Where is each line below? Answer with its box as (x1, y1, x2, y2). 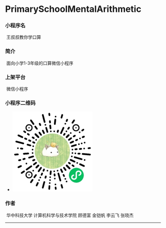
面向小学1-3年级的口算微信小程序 (6, 60, 74, 66)
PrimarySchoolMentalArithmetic (5, 3, 142, 15)
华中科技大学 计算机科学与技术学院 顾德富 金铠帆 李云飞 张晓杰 (6, 212, 134, 218)
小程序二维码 (5, 100, 36, 106)
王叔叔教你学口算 (6, 34, 41, 40)
